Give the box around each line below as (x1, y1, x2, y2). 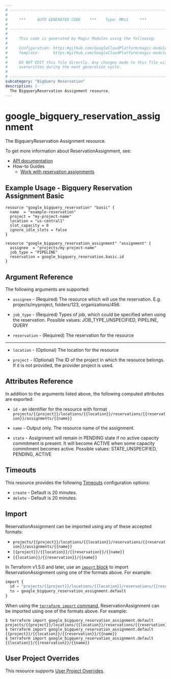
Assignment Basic (5, 191, 65, 200)
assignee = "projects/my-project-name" (10, 245, 97, 251)
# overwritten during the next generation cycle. (5, 64, 122, 70)
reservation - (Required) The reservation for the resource (12, 332, 134, 338)
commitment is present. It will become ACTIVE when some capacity (12, 440, 155, 446)
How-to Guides (12, 163, 45, 169)
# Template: (5, 50, 40, 55)
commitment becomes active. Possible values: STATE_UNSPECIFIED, (12, 445, 157, 451)
